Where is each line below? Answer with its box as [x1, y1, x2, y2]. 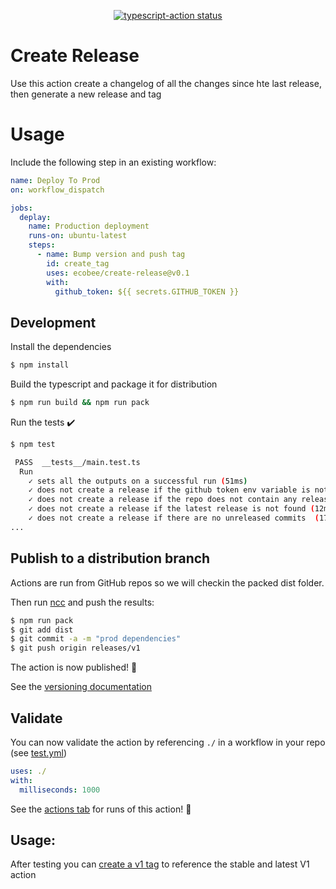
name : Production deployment [28, 221, 150, 232]
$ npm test [10, 439, 56, 449]
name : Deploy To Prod [10, 175, 101, 185]
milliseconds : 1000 [19, 785, 101, 795]
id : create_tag [46, 258, 110, 269]
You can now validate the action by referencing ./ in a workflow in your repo [10, 736, 326, 748]
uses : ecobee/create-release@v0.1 [46, 268, 190, 278]
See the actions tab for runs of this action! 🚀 [10, 803, 192, 815]
